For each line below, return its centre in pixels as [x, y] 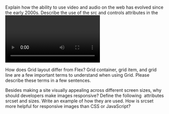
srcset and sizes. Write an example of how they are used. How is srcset [79, 101]
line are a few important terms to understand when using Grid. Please [77, 75]
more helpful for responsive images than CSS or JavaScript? [68, 106]
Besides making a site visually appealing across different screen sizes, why [83, 90]
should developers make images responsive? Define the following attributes [84, 96]
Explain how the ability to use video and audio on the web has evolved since [84, 7]
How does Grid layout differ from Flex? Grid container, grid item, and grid [81, 70]
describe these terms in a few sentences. [48, 80]
